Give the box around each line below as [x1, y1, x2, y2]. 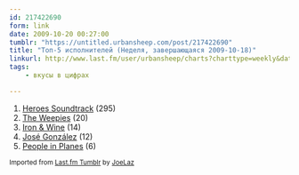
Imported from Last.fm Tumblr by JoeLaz [9, 157, 135, 167]
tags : [9, 63, 29, 72]
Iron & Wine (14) [21, 122, 82, 132]
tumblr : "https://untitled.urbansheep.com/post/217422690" [9, 37, 233, 47]
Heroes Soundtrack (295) [21, 103, 117, 114]
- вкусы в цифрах [25, 71, 90, 80]
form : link [9, 21, 50, 30]
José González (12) [21, 131, 93, 142]
